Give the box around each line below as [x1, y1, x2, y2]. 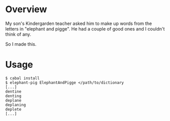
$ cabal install [5, 75, 40, 81]
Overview [5, 4, 47, 15]
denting [5, 93, 22, 99]
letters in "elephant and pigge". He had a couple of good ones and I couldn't [5, 25, 165, 32]
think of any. [5, 31, 32, 37]
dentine [5, 89, 22, 94]
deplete [5, 107, 22, 112]
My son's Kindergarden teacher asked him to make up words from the [5, 20, 152, 26]
